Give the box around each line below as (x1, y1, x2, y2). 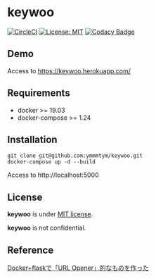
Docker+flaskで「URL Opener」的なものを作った (7, 263, 149, 272)
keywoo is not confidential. (7, 223, 86, 232)
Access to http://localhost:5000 (7, 170, 100, 180)
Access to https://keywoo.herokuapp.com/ (7, 66, 131, 75)
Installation (7, 133, 58, 145)
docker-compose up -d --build (7, 159, 96, 166)
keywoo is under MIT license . (7, 210, 93, 218)
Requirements (7, 87, 70, 99)
